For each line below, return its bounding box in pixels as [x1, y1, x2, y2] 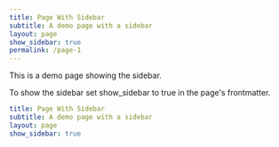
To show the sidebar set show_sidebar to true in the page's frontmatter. [9, 88, 271, 98]
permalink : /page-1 [9, 46, 82, 55]
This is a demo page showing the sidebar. [9, 70, 163, 81]
